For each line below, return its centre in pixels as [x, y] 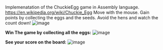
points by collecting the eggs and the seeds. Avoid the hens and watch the [82, 18]
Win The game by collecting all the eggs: [48, 32]
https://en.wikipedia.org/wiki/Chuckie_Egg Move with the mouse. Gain [77, 12]
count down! [18, 23]
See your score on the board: [36, 42]
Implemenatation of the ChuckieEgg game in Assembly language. [72, 7]
